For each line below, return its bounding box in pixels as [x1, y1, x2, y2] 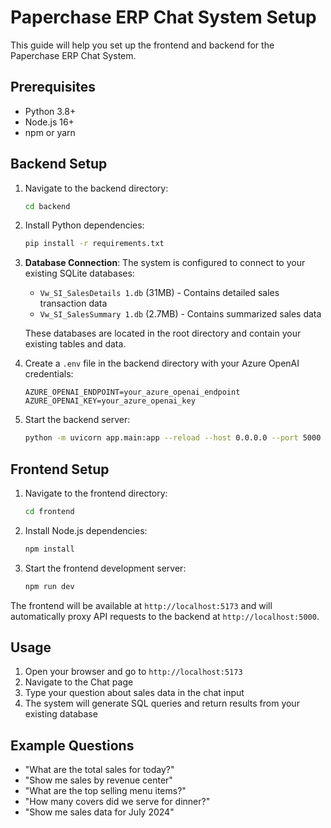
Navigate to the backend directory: [24, 182, 169, 194]
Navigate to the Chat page [24, 676, 134, 688]
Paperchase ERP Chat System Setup [10, 6, 317, 29]
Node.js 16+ [24, 116, 75, 128]
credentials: [24, 368, 74, 380]
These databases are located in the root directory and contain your [24, 327, 302, 340]
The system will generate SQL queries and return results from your [24, 697, 300, 710]
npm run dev [24, 581, 75, 591]
